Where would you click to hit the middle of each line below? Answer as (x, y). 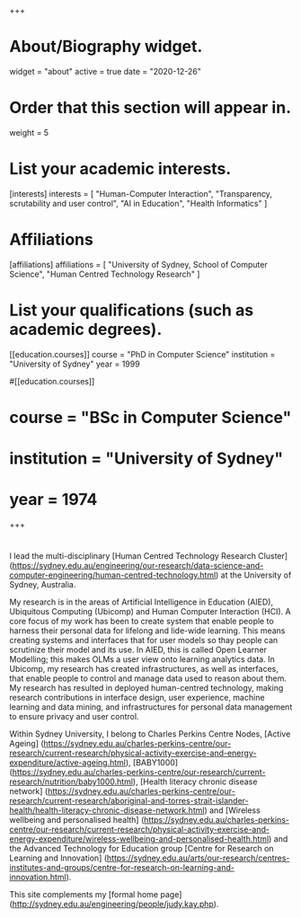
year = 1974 (53, 500)
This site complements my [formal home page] (96, 895)
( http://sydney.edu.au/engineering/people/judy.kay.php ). (114, 905)
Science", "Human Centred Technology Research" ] (105, 274)
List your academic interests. (120, 169)
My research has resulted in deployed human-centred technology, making (146, 688)
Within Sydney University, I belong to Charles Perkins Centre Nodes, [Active (150, 734)
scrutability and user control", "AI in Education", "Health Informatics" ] (138, 203)
